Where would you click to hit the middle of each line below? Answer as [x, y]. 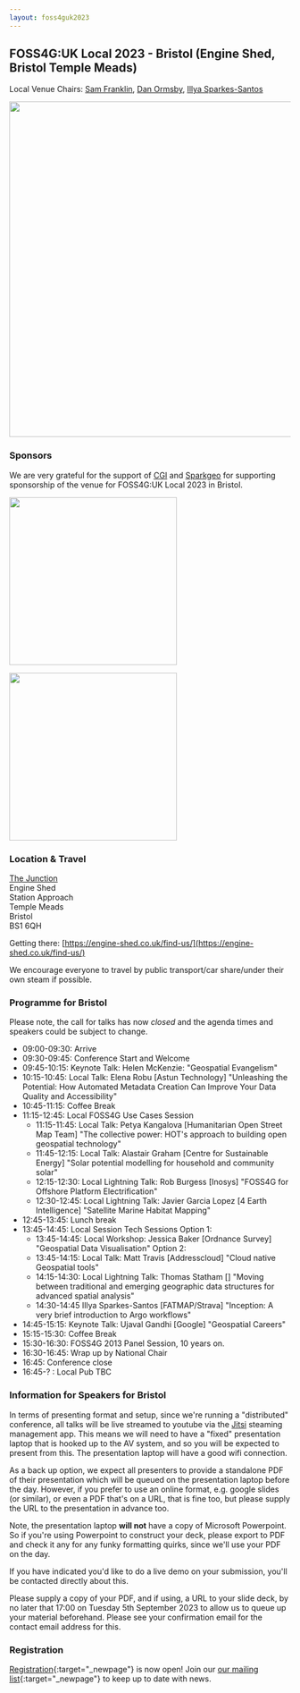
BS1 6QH [25, 926]
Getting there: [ [37, 944]
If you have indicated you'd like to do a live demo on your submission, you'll [148, 1571]
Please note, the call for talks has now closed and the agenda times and [142, 1022]
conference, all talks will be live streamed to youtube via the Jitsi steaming [146, 1424]
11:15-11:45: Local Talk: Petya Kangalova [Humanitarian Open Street [159, 1125]
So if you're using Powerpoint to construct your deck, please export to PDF [147, 1535]
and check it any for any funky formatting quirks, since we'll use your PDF [145, 1545]
